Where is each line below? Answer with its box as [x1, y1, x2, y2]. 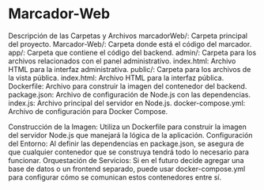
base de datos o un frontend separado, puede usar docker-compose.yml [8, 164, 246, 173]
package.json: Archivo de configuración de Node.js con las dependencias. [8, 89, 251, 99]
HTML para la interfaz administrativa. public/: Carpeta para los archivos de [8, 64, 251, 74]
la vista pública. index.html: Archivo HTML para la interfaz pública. [8, 73, 224, 82]
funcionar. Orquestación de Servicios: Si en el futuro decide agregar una [8, 155, 244, 165]
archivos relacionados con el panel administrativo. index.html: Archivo [8, 56, 236, 66]
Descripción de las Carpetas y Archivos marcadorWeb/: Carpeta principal [8, 31, 247, 40]
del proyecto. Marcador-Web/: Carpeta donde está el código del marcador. [8, 39, 252, 48]
